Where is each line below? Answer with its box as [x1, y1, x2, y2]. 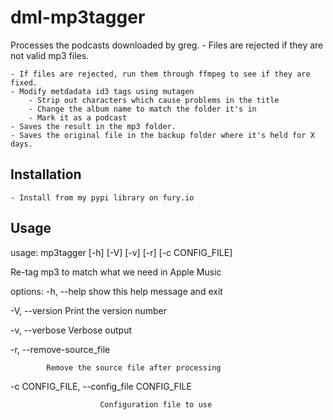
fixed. [10, 77, 38, 88]
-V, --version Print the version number [10, 304, 168, 316]
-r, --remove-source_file [10, 343, 111, 355]
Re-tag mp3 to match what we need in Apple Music [10, 266, 222, 278]
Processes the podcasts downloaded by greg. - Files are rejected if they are [10, 39, 324, 51]
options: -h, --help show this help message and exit [10, 285, 223, 297]
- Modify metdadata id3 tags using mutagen [10, 86, 195, 96]
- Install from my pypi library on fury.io [10, 192, 195, 203]
